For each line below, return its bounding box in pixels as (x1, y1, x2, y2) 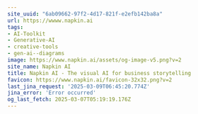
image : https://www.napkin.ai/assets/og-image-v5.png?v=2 (7, 57, 182, 64)
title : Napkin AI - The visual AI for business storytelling (7, 69, 192, 76)
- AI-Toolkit (7, 30, 46, 38)
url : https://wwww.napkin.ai (7, 17, 93, 24)
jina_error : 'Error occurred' (7, 89, 97, 96)
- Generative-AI (7, 37, 55, 44)
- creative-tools (7, 43, 59, 50)
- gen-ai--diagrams (7, 50, 65, 57)
